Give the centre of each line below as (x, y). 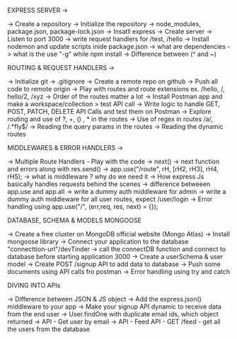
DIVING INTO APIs (34, 285)
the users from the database (49, 329)
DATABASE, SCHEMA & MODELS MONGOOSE (74, 220)
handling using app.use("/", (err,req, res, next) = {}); (83, 207)
